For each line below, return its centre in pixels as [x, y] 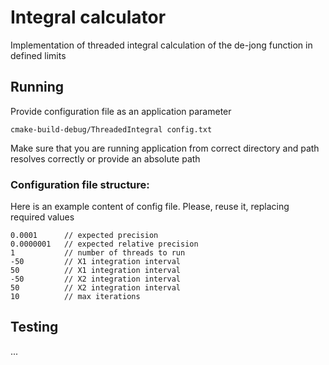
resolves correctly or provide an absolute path [105, 158]
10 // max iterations [75, 297]
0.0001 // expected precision [84, 236]
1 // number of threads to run [98, 253]
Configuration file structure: [80, 184]
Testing [34, 327]
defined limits [38, 55]
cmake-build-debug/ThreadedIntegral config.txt [111, 129]
